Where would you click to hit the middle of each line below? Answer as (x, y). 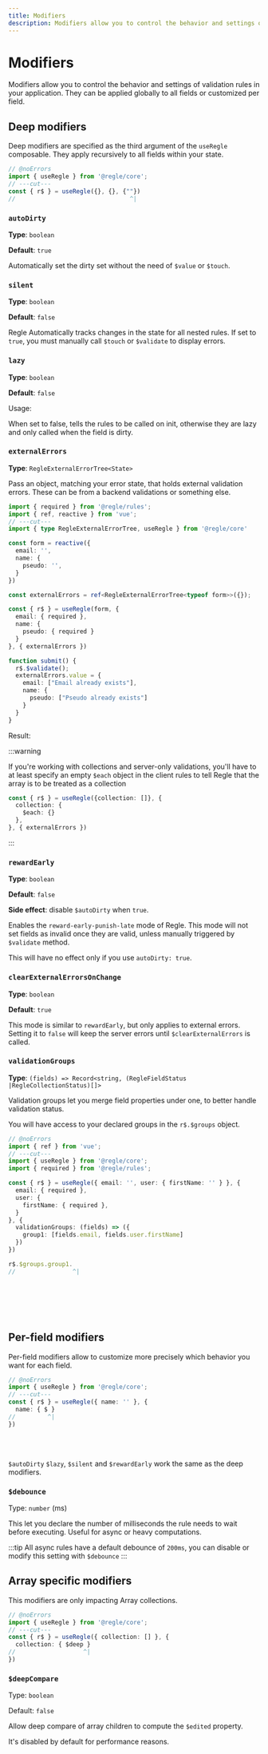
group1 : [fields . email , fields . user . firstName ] (103, 1235)
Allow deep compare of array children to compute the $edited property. (126, 1726)
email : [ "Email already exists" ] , (80, 683)
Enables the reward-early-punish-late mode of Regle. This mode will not (128, 925)
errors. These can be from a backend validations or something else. (120, 492)
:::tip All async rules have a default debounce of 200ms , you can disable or (129, 1547)
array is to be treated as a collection (67, 783)
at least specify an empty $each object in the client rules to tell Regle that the (134, 774)
